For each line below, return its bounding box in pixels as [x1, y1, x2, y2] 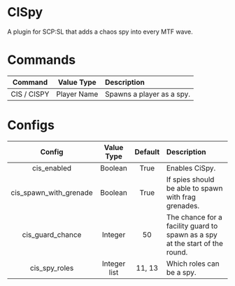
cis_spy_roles [30, 263, 74, 273]
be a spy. [166, 267, 197, 277]
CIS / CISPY [10, 89, 50, 99]
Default [134, 147, 159, 156]
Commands [7, 52, 76, 68]
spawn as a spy [166, 229, 218, 239]
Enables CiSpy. [166, 163, 216, 172]
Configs [7, 117, 55, 133]
